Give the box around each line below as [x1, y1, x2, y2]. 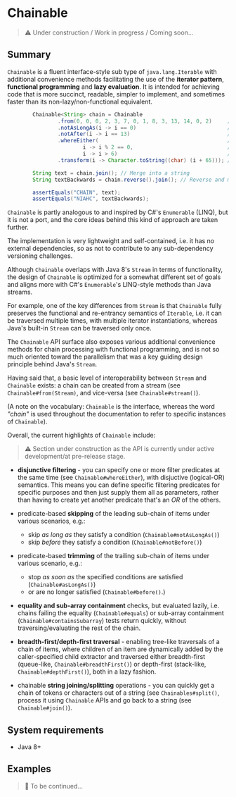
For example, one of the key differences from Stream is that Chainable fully [7, 302, 223, 310]
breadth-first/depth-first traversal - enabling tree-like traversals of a [17, 638, 220, 646]
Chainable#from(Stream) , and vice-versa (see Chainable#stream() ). [7, 389, 200, 397]
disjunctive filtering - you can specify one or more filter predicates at [17, 466, 220, 474]
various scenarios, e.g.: [17, 517, 86, 526]
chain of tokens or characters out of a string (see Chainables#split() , [17, 688, 220, 697]
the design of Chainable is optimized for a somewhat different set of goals [7, 273, 221, 281]
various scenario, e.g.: [17, 559, 82, 568]
